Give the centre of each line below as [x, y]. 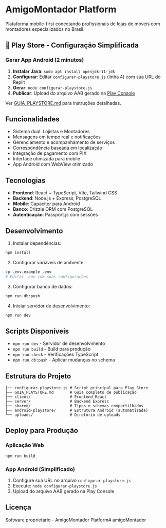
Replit [19, 82]
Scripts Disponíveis [37, 331]
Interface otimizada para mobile [47, 159]
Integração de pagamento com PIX [50, 153]
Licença [19, 507]
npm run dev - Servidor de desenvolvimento [59, 343]
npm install [18, 253]
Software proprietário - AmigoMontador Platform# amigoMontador [76, 520]
